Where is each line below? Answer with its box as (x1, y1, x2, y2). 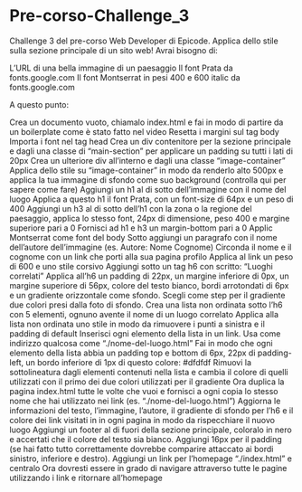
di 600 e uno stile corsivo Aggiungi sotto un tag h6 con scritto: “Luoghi (9, 260, 273, 271)
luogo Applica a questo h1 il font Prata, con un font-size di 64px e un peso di (9, 194, 294, 204)
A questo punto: (9, 99, 70, 109)
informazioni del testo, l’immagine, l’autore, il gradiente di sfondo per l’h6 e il (9, 404, 294, 416)
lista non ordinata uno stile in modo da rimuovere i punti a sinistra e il (9, 318, 265, 329)
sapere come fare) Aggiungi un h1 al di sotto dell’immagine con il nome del (9, 184, 287, 194)
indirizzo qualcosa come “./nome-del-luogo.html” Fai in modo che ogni (9, 337, 273, 348)
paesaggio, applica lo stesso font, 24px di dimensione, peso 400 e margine (9, 213, 290, 223)
